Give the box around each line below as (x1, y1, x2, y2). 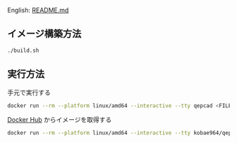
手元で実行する (7, 88, 51, 97)
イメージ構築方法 (7, 28, 82, 40)
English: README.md (7, 6, 69, 14)
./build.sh (7, 47, 39, 54)
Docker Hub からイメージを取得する (7, 116, 112, 124)
